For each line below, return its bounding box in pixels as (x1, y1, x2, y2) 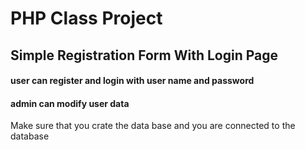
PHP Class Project (10, 7, 163, 30)
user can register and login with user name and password (10, 75, 255, 87)
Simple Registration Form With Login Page (10, 47, 279, 64)
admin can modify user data (10, 97, 130, 109)
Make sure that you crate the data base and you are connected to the (10, 120, 296, 132)
